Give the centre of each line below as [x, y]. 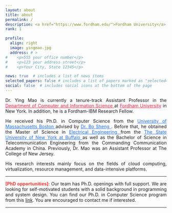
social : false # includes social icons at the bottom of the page [79, 86]
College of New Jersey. [30, 154]
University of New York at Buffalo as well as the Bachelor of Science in [86, 137]
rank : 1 [14, 29]
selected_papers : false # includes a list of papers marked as [74, 81]
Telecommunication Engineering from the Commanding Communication [86, 143]
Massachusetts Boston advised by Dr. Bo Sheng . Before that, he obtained [86, 126]
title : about [19, 15]
